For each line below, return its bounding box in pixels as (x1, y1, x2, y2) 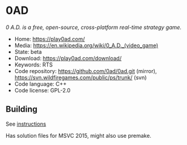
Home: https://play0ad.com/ (14, 35, 85, 42)
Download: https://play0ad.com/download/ (14, 54, 122, 62)
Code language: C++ (14, 80, 67, 88)
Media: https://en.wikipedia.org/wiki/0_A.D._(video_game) (14, 42, 159, 49)
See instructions (5, 120, 47, 127)
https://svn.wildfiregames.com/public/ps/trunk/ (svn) (14, 74, 147, 81)
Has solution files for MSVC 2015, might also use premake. (5, 132, 152, 139)
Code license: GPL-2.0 (14, 86, 71, 94)
